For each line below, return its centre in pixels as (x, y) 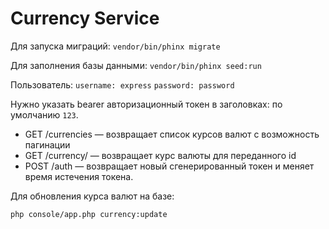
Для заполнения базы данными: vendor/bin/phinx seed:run (136, 65)
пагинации (47, 144)
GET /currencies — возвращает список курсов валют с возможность (172, 134)
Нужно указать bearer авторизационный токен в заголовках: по (146, 104)
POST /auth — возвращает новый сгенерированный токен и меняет (169, 166)
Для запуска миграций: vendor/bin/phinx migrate (115, 46)
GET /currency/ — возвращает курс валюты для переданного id (160, 155)
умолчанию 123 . (44, 114)
